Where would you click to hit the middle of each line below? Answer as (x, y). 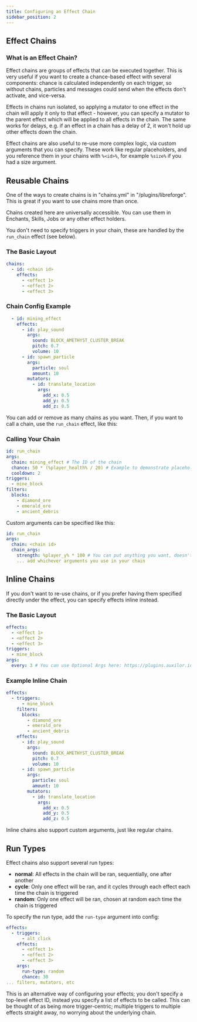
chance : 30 (35, 977)
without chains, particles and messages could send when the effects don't (96, 90)
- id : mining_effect (36, 319)
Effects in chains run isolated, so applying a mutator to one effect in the (92, 107)
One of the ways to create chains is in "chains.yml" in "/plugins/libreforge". (96, 195)
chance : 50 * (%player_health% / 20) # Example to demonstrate (90, 468)
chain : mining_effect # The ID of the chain (67, 462)
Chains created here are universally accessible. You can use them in (89, 212)
